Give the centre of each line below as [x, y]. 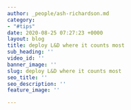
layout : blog [26, 39]
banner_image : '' [32, 65]
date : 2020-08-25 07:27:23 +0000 [55, 33]
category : [21, 20]
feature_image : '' [33, 90]
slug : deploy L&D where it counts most [64, 71]
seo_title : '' [28, 77]
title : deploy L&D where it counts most [66, 45]
